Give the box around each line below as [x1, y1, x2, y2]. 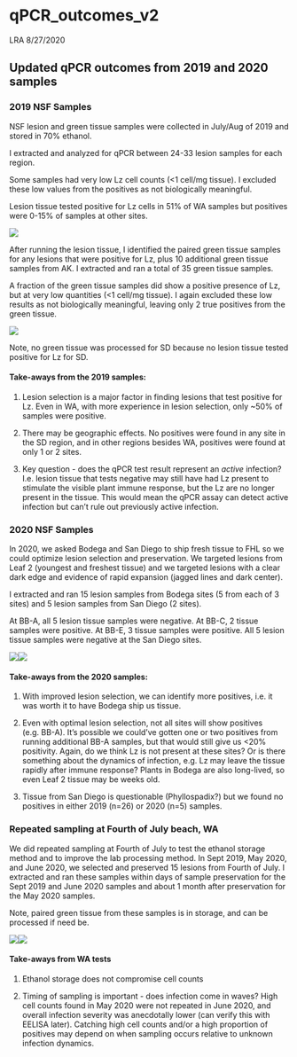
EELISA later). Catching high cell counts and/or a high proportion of [21, 1019, 269, 1030]
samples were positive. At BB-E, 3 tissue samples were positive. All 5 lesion [9, 625, 285, 636]
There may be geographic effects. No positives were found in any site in [21, 427, 286, 438]
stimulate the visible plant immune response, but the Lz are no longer [21, 482, 275, 493]
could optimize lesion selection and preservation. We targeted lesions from [9, 553, 283, 564]
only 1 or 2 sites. [21, 446, 82, 457]
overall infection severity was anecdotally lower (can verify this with [21, 1009, 270, 1020]
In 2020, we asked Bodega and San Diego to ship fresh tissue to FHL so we [9, 544, 285, 554]
